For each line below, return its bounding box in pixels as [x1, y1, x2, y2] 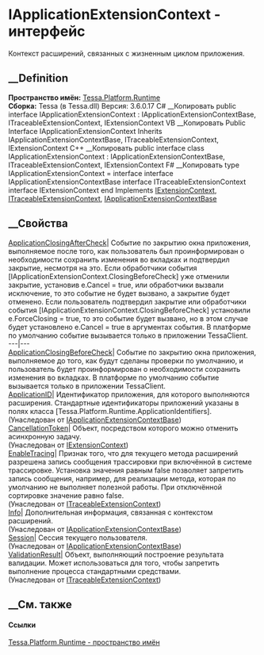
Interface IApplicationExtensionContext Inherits [8, 126, 163, 136]
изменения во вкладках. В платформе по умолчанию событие [8, 373, 220, 382]
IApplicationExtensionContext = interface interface [8, 168, 174, 178]
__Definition [8, 71, 69, 85]
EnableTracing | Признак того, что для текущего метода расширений [8, 448, 239, 458]
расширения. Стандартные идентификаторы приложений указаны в [8, 398, 239, 408]
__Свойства [8, 216, 69, 231]
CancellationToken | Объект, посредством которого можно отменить [8, 423, 239, 433]
